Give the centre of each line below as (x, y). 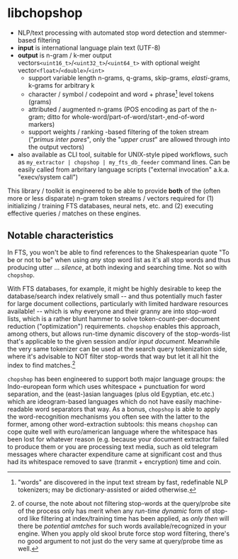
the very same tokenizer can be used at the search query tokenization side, (117, 349)
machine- (208, 402)
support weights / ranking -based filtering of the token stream (118, 132)
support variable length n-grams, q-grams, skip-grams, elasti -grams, (129, 78)
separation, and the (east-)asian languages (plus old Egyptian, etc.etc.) (111, 394)
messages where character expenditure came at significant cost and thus (115, 454)
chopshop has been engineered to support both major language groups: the (116, 379)
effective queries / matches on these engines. (74, 213)
